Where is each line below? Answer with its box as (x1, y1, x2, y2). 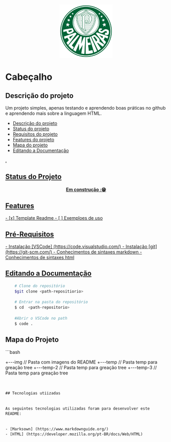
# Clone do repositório (14, 283, 66, 288)
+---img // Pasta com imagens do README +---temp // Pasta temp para (5, 359, 158, 365)
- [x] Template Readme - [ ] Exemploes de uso (5, 215, 103, 221)
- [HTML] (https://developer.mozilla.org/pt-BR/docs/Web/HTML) (5, 431, 143, 437)
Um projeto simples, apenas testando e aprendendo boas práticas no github (5, 105, 166, 111)
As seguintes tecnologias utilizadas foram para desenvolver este (5, 406, 150, 411)
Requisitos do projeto (12, 131, 58, 137)
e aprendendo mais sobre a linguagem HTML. (5, 110, 102, 117)
